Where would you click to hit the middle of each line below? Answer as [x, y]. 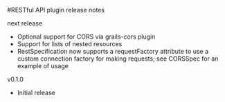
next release [25, 23]
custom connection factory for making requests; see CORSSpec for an [118, 59]
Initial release [36, 93]
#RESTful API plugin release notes [56, 10]
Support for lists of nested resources [70, 44]
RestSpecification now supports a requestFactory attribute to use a [113, 51]
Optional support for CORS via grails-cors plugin [86, 37]
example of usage [43, 66]
